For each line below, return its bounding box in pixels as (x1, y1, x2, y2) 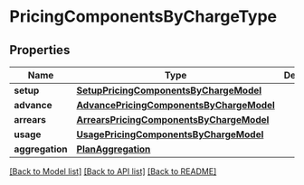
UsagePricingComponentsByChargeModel (76, 128, 264, 141)
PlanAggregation (76, 143, 151, 155)
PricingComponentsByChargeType (9, 6, 278, 27)
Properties (9, 42, 71, 58)
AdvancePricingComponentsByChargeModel (76, 99, 276, 111)
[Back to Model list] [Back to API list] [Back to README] (9, 166, 217, 177)
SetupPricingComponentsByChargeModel (76, 84, 262, 97)
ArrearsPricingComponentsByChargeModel (76, 114, 270, 125)
